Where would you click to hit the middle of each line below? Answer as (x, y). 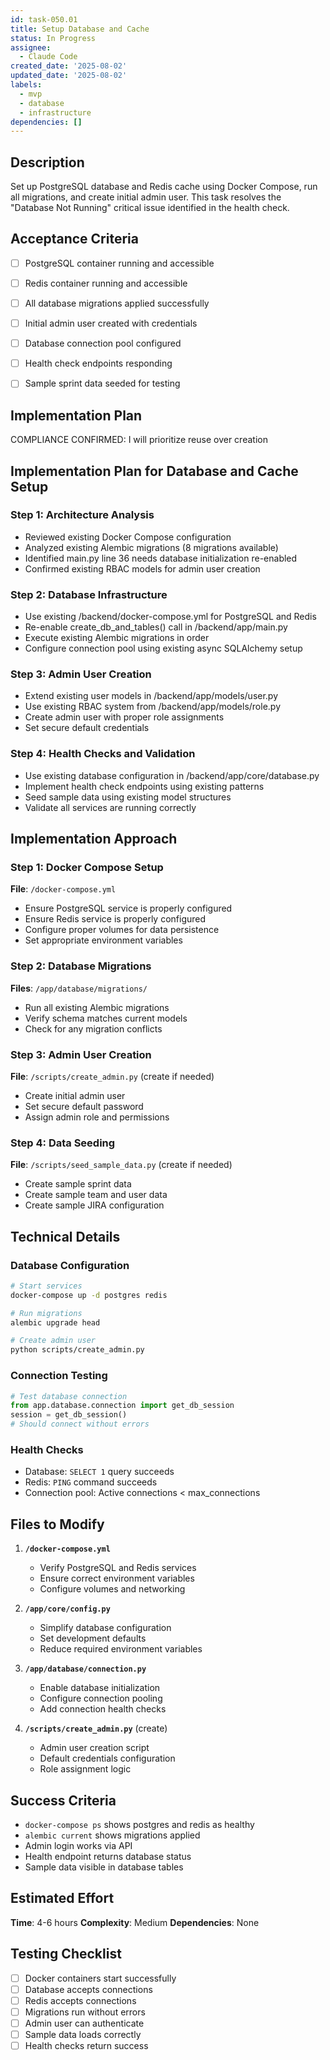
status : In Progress (53, 38)
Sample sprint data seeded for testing (102, 383)
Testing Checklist (66, 1954)
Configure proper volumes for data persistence (122, 930)
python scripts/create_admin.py (77, 1350)
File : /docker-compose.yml (63, 889)
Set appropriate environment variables (103, 940)
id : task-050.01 (44, 19)
